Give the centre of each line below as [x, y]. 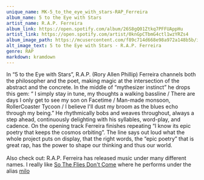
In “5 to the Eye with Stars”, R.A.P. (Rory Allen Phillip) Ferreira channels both [101, 74]
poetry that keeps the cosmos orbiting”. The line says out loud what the [96, 132]
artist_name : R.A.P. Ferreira [45, 23]
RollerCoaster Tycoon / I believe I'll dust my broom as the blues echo [92, 106]
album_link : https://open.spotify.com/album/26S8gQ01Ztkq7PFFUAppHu [95, 29]
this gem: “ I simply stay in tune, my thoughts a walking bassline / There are [101, 93]
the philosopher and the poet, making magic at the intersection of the [93, 81]
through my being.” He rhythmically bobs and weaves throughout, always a [100, 113]
